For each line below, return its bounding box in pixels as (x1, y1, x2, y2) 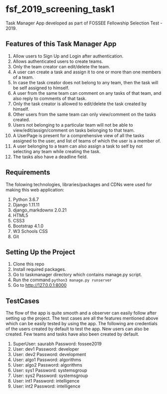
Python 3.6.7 (12, 196, 39, 202)
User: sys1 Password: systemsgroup (12, 368, 87, 374)
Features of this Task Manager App (5, 40, 117, 48)
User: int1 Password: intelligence (12, 378, 80, 384)
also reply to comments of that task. (12, 95, 87, 101)
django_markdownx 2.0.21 (12, 207, 67, 213)
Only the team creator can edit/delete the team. (12, 63, 110, 69)
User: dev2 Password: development (12, 352, 86, 358)
